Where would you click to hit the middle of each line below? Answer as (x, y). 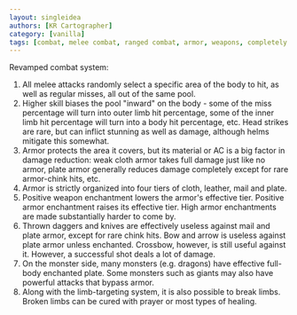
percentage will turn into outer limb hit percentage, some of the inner (148, 113)
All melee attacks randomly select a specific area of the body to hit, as (150, 84)
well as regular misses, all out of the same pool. (109, 94)
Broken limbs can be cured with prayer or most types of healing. (139, 302)
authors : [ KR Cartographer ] (61, 26)
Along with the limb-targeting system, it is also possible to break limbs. (151, 292)
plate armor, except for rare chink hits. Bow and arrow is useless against (154, 235)
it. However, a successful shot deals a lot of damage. (118, 255)
